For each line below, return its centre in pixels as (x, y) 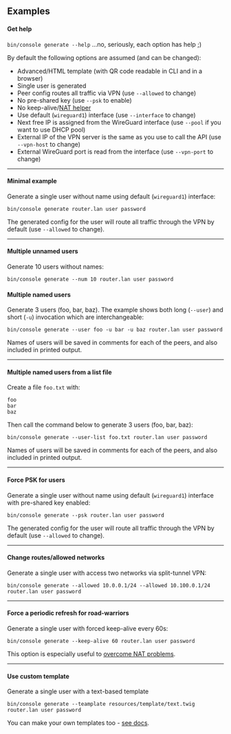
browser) (30, 78)
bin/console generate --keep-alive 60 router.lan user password (101, 641)
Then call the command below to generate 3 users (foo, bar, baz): (100, 425)
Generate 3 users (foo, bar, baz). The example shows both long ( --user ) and (115, 310)
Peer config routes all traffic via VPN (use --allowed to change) (107, 93)
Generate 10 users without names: (56, 267)
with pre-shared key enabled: (49, 502)
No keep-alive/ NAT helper (54, 108)
